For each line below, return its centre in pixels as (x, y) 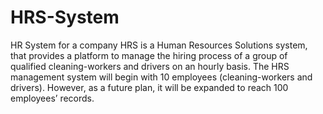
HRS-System (65, 17)
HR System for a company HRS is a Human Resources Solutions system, (159, 45)
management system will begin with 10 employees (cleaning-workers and (161, 77)
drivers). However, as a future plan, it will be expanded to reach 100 (149, 87)
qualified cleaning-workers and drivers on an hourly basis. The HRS (150, 66)
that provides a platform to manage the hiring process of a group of (149, 55)
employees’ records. (52, 98)
